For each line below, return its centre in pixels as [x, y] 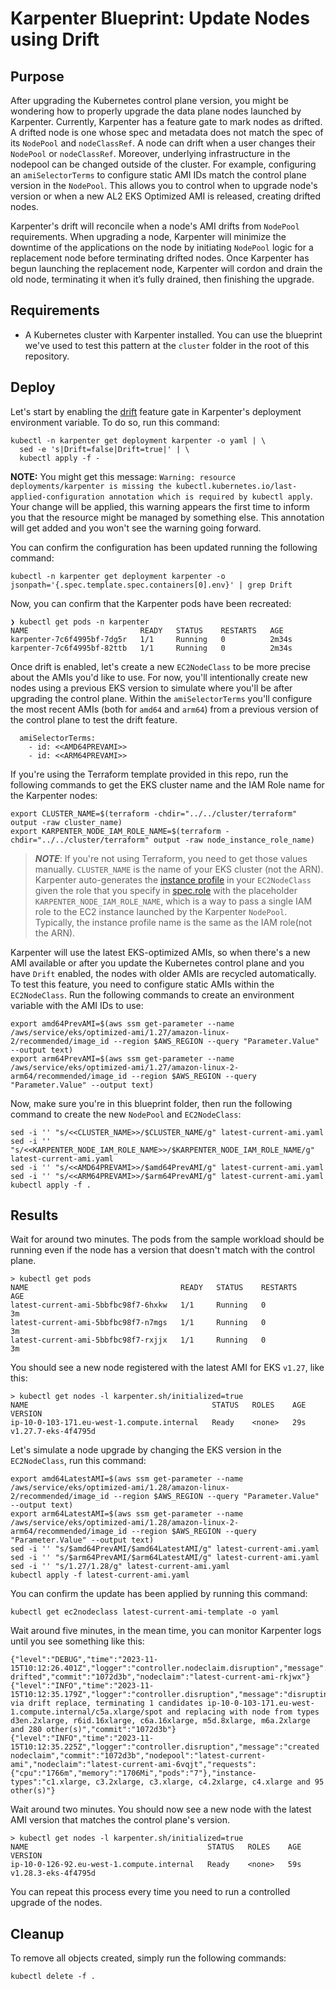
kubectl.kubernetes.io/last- [236, 486]
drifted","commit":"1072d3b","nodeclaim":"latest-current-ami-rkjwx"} [160, 1677]
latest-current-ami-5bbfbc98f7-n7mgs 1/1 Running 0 [138, 1323]
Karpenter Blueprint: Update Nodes [160, 18]
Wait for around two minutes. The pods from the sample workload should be [167, 1239]
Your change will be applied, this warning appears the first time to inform [160, 506]
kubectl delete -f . [53, 1977]
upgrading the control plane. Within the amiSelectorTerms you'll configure [161, 698]
